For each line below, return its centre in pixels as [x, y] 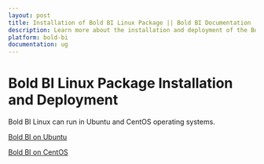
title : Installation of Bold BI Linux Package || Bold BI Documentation [130, 23]
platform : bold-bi [38, 37]
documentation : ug [38, 45]
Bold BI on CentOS [38, 152]
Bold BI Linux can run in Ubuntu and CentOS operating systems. [112, 122]
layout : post [29, 15]
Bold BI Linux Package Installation [121, 84]
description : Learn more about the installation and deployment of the [128, 30]
